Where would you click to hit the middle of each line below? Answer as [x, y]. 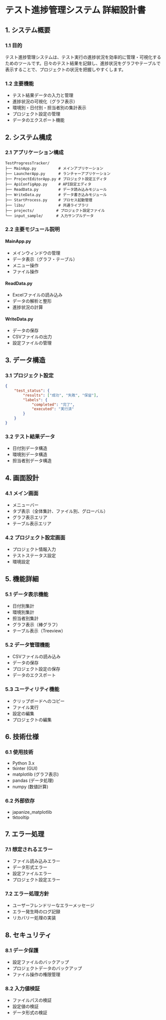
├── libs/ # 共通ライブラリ [47, 205]
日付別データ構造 [30, 448]
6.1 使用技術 [19, 752]
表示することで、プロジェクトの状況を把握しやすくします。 [66, 69]
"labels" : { [35, 400]
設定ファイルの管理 [32, 343]
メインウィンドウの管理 [36, 253]
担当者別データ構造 [32, 461]
